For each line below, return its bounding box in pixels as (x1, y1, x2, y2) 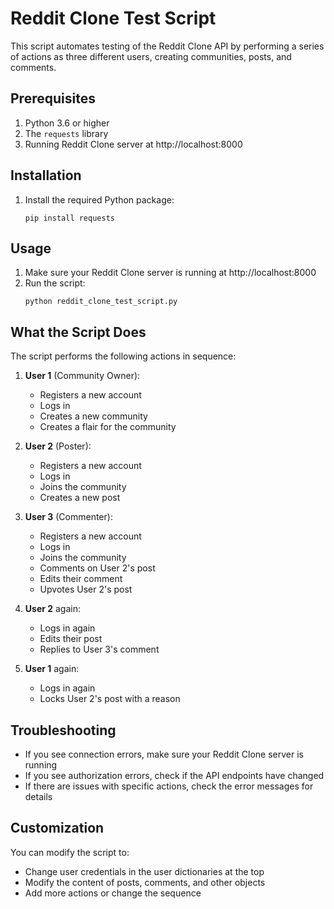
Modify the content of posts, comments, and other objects (24, 876, 266, 888)
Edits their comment (39, 573, 123, 585)
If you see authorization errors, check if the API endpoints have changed (24, 770, 325, 781)
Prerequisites (10, 90, 96, 107)
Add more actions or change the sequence (24, 887, 202, 899)
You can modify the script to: (10, 846, 130, 858)
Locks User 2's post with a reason (39, 693, 181, 705)
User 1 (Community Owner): (24, 370, 141, 382)
